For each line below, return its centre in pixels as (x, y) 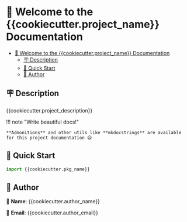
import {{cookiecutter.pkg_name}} (48, 169)
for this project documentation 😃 (49, 138)
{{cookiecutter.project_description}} (49, 110)
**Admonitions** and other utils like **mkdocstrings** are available (94, 132)
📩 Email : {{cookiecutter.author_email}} (52, 213)
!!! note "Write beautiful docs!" (43, 122)
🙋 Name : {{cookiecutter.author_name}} (53, 201)
